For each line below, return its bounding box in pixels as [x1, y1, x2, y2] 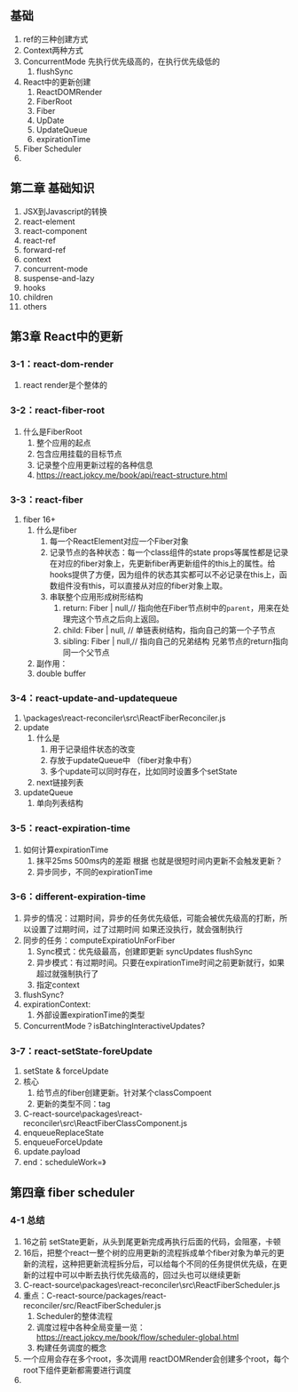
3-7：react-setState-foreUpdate [10, 1044, 153, 1057]
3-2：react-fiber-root [10, 404, 106, 416]
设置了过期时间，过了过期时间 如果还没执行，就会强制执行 [30, 923, 243, 934]
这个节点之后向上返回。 [78, 613, 165, 624]
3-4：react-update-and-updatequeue [10, 692, 178, 704]
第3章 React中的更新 [10, 329, 123, 344]
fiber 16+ [22, 514, 56, 525]
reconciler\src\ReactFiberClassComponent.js [22, 1118, 188, 1129]
